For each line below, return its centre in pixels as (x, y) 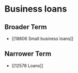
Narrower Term (28, 54)
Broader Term (26, 27)
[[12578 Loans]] (27, 65)
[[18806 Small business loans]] (42, 38)
